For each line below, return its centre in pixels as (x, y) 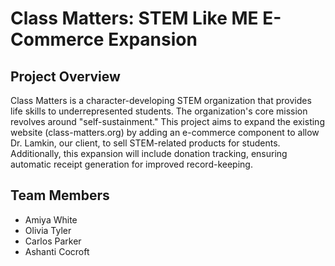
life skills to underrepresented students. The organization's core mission (159, 111)
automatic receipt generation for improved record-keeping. (131, 164)
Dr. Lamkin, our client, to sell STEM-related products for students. (145, 143)
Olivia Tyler (48, 230)
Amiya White (51, 219)
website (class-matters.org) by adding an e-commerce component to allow (165, 132)
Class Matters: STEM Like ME (134, 18)
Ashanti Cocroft (57, 251)
